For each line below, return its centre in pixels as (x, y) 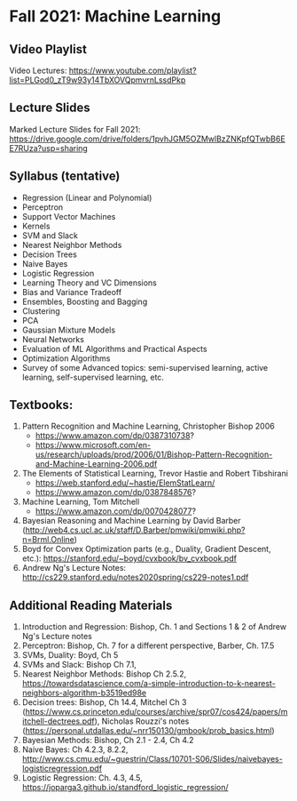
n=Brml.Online (48, 540)
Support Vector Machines (69, 216)
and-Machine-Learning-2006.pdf (96, 464)
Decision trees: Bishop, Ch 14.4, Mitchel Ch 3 (104, 702)
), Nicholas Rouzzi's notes (142, 721)
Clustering (41, 311)
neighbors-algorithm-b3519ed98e (84, 693)
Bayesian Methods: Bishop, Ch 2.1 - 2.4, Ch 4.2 (108, 741)
